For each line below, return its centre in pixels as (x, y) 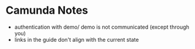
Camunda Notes (47, 10)
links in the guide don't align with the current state (76, 39)
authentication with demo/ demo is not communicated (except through (102, 27)
